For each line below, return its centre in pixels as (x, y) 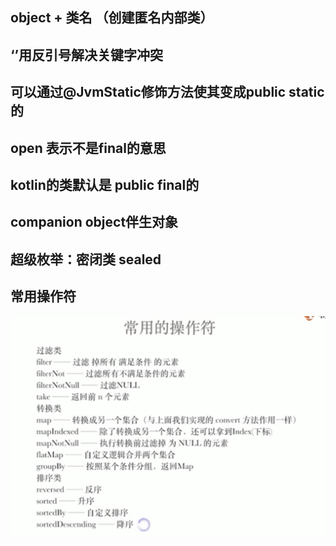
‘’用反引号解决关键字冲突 (87, 54)
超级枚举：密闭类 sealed (86, 259)
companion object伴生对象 (94, 222)
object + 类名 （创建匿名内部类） (112, 18)
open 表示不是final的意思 (88, 148)
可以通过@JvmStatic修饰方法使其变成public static (167, 92)
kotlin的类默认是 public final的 (105, 184)
